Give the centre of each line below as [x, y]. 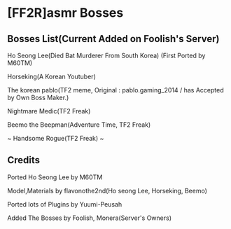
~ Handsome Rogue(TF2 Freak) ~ [56, 138]
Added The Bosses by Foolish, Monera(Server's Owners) [89, 218]
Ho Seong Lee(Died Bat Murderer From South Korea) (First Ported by [106, 55]
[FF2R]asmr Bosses [65, 13]
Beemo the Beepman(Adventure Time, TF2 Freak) [79, 125]
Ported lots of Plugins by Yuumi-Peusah [65, 204]
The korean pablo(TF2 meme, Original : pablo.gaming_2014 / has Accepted [115, 90]
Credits [24, 160]
